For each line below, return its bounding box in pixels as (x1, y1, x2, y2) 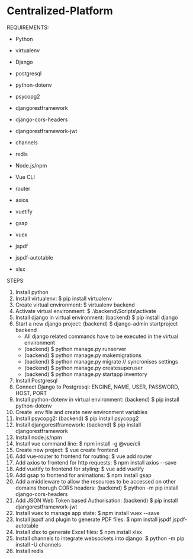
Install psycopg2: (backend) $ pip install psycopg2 (15, 415, 139, 422)
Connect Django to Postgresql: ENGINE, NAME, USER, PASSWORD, (15, 383, 179, 390)
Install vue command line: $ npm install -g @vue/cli (15, 440, 141, 447)
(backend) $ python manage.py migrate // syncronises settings (24, 358, 178, 365)
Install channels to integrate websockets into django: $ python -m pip (15, 535, 185, 542)
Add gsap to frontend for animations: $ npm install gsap (15, 471, 152, 479)
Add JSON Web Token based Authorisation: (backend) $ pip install (15, 497, 178, 504)
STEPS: (7, 277, 25, 284)
